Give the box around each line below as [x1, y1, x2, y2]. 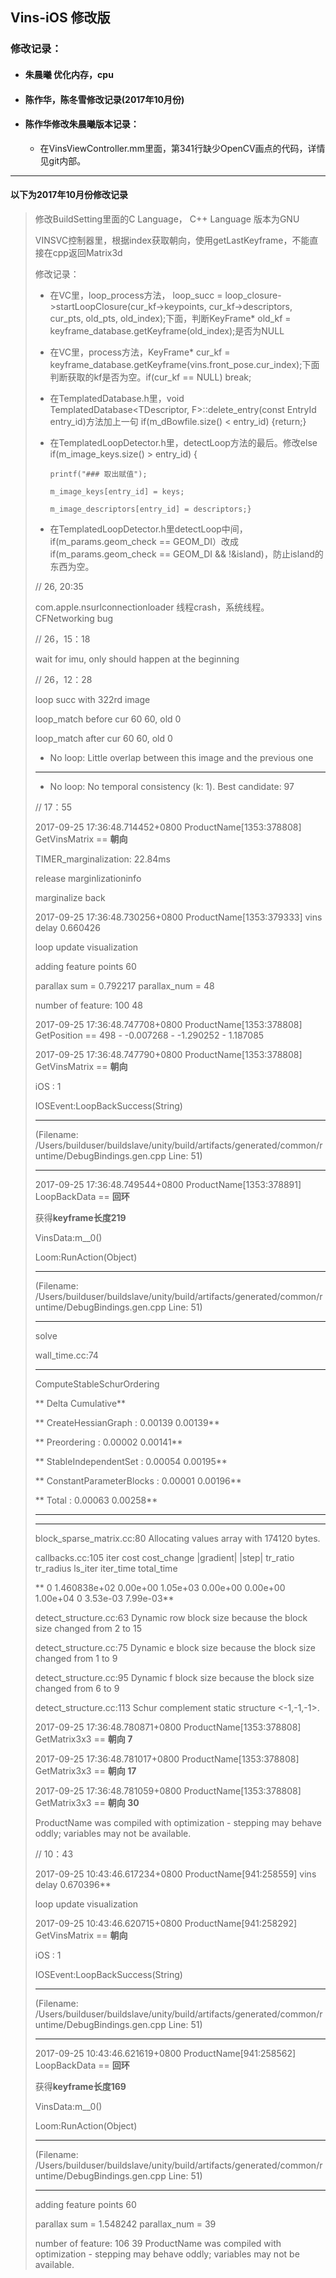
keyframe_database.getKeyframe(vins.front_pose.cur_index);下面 [49, 358, 320, 370]
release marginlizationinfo [34, 872, 142, 884]
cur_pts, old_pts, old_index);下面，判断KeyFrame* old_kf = [49, 312, 292, 324]
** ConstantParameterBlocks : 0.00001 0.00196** [34, 1474, 242, 1487]
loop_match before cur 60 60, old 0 [34, 713, 182, 725]
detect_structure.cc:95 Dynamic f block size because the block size [34, 1671, 315, 1683]
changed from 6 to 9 [34, 1682, 120, 1694]
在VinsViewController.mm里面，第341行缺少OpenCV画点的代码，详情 [39, 142, 326, 154]
